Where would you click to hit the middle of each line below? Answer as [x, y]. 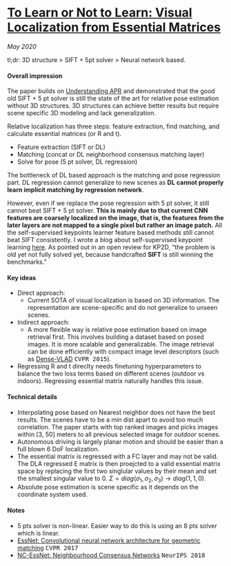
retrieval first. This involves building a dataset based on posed [116, 337]
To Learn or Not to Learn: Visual [100, 13]
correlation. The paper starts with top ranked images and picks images [118, 427]
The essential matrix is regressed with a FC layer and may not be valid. [118, 456]
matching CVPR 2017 [48, 547]
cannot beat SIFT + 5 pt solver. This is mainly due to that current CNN [108, 211]
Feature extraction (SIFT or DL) [61, 147]
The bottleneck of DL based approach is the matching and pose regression [114, 175]
